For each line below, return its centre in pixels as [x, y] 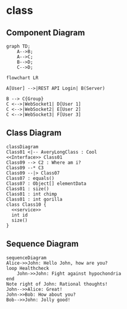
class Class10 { [26, 205]
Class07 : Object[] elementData [46, 184]
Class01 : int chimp [32, 194]
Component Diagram [46, 33]
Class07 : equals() [30, 178]
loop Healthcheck [28, 268]
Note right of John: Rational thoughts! [57, 284]
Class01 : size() [28, 189]
